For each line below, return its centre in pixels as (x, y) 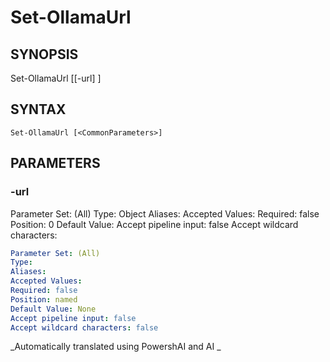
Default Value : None (53, 309)
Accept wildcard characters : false (84, 327)
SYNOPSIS (44, 54)
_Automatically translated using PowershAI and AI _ (116, 347)
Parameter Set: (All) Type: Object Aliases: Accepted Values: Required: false (165, 213)
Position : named (44, 299)
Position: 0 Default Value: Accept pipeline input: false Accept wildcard (154, 224)
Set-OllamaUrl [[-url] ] (56, 78)
